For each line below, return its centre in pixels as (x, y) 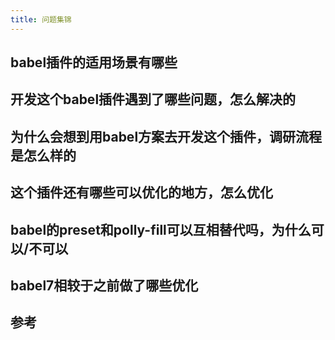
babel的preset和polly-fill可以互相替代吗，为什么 (161, 229)
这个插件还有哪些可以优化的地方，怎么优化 (141, 192)
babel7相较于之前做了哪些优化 (104, 285)
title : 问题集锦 (41, 19)
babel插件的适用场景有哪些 (94, 62)
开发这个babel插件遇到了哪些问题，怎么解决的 (153, 99)
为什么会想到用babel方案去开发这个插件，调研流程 (166, 136)
